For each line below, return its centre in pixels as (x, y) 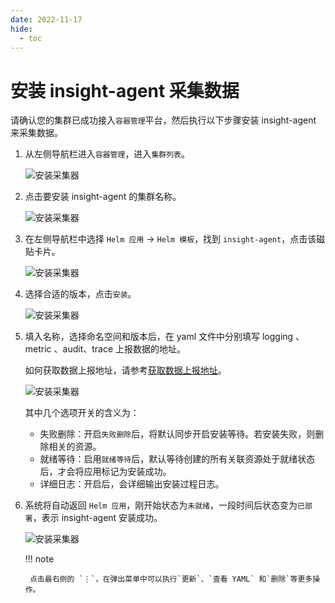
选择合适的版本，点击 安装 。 (80, 294)
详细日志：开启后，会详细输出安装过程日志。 (132, 484)
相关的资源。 (75, 447)
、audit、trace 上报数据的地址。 (120, 349)
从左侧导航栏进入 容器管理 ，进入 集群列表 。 (107, 154)
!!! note (39, 559)
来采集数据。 (36, 133)
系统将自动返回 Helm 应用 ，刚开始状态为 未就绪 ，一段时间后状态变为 (161, 505)
